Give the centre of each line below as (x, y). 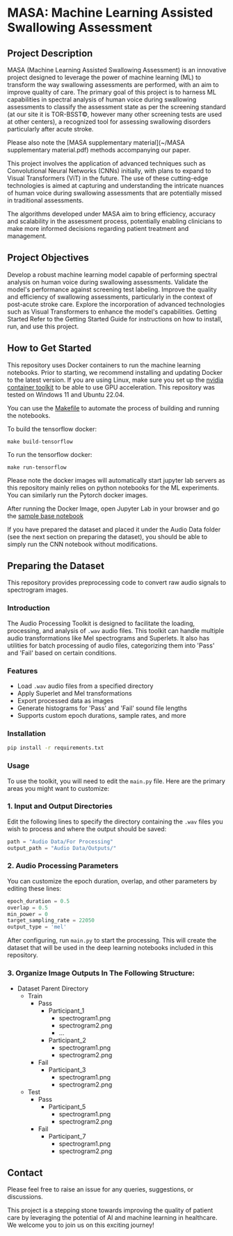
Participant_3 (67, 1070)
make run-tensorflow (37, 467)
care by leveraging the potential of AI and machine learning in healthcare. (112, 1218)
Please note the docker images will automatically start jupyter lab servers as (116, 480)
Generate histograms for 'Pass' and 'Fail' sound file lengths (102, 708)
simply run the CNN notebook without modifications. (82, 544)
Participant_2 (67, 1040)
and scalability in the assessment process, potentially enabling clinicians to (115, 221)
